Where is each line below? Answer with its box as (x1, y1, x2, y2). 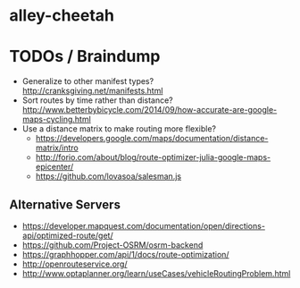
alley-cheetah (9, 5, 114, 26)
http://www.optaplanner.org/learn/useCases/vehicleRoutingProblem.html (21, 267, 291, 278)
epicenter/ (35, 162, 74, 173)
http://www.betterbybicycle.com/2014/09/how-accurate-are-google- (21, 105, 278, 115)
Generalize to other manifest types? (21, 76, 154, 87)
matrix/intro (35, 142, 79, 153)
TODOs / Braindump (9, 47, 161, 67)
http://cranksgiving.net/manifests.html (21, 86, 163, 97)
